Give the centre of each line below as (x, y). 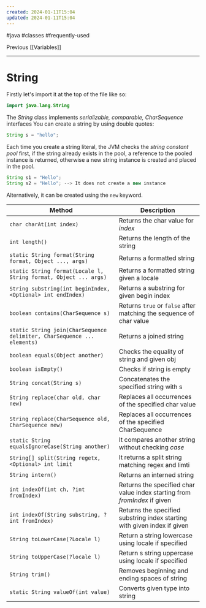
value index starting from (155, 492)
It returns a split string (150, 457)
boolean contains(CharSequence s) (60, 313)
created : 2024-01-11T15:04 (41, 12)
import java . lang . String (38, 106)
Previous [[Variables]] (34, 47)
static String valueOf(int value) (60, 592)
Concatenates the (144, 379)
